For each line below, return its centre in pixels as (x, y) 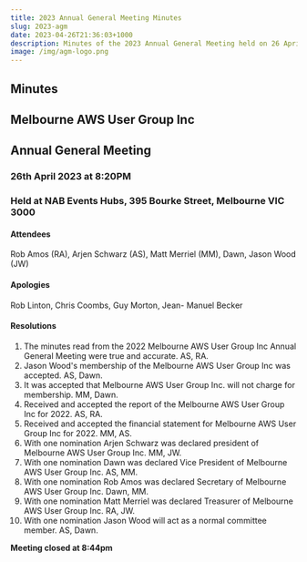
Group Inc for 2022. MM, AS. (78, 433)
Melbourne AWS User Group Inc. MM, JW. (102, 453)
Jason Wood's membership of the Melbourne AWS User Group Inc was (157, 365)
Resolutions (34, 326)
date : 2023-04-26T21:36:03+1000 (72, 35)
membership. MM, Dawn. (71, 394)
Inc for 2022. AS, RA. (63, 414)
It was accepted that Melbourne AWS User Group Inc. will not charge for (159, 384)
